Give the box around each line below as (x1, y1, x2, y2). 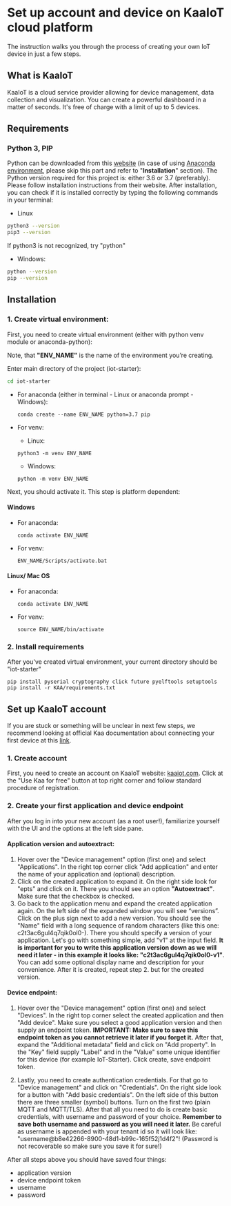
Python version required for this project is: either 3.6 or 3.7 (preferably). (7, 174, 210, 182)
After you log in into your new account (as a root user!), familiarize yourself (7, 816, 220, 825)
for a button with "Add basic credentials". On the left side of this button (17, 1091, 219, 1099)
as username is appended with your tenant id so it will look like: (17, 1127, 198, 1136)
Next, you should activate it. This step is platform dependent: (7, 487, 181, 495)
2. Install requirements (7, 642, 85, 651)
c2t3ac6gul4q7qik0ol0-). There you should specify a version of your (17, 928, 212, 937)
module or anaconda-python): (7, 337, 93, 346)
